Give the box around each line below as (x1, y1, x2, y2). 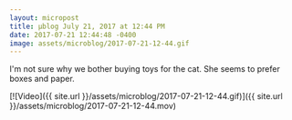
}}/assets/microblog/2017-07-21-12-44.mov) (9, 101, 176, 112)
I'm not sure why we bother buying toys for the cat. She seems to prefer (9, 64, 280, 75)
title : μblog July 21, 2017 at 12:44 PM (9, 22, 166, 31)
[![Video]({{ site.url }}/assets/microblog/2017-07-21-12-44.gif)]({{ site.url (9, 91, 283, 102)
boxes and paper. (9, 74, 75, 85)
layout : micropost (9, 13, 79, 23)
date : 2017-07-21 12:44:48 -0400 (9, 30, 137, 39)
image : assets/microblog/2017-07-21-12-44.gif (9, 38, 190, 48)
